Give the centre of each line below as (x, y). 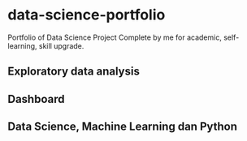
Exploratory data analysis (74, 72)
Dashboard (36, 99)
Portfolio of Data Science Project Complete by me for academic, (115, 37)
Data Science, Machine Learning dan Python (122, 127)
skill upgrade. (61, 45)
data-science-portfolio (87, 15)
